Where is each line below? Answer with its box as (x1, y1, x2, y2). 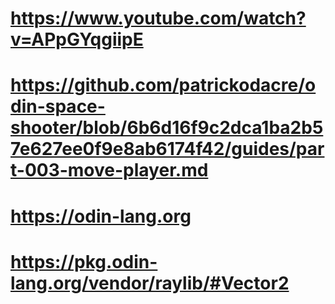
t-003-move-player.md (10, 159, 209, 182)
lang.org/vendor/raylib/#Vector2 (10, 272, 290, 294)
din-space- (10, 95, 106, 118)
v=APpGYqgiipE (10, 28, 144, 51)
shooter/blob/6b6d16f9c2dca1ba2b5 (10, 117, 324, 139)
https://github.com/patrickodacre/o (10, 74, 317, 97)
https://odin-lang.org (10, 205, 192, 227)
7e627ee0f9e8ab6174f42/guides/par (10, 138, 325, 161)
